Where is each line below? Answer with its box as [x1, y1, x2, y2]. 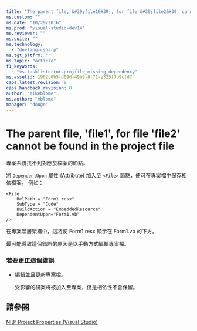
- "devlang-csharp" [11, 47, 59, 53]
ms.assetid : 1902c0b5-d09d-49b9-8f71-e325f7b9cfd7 [6, 74, 133, 80]
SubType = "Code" [16, 201, 59, 208]
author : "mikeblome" [6, 91, 57, 96]
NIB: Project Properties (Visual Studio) [6, 318, 98, 325]
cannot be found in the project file [6, 139, 175, 153]
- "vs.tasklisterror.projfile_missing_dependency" [11, 69, 138, 75]
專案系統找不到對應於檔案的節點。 [6, 159, 89, 166]
